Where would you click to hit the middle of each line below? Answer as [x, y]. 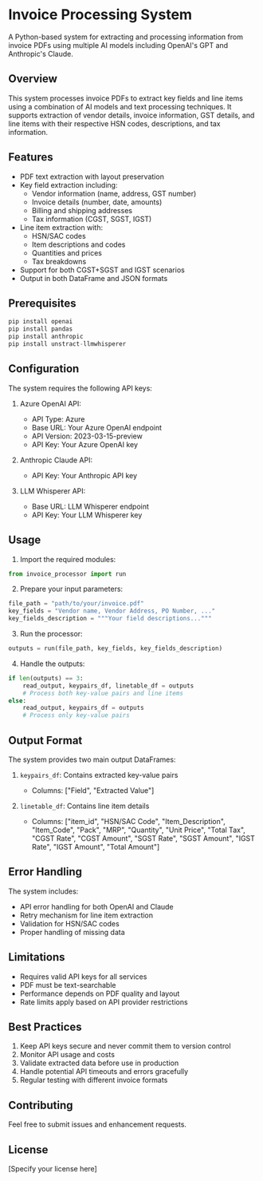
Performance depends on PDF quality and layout [100, 993]
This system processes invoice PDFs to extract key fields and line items [126, 98]
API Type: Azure [58, 419]
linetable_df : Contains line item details [84, 806]
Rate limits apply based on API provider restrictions [104, 1002]
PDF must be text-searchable [68, 985]
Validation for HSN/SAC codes [69, 923]
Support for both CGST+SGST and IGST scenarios [102, 270]
